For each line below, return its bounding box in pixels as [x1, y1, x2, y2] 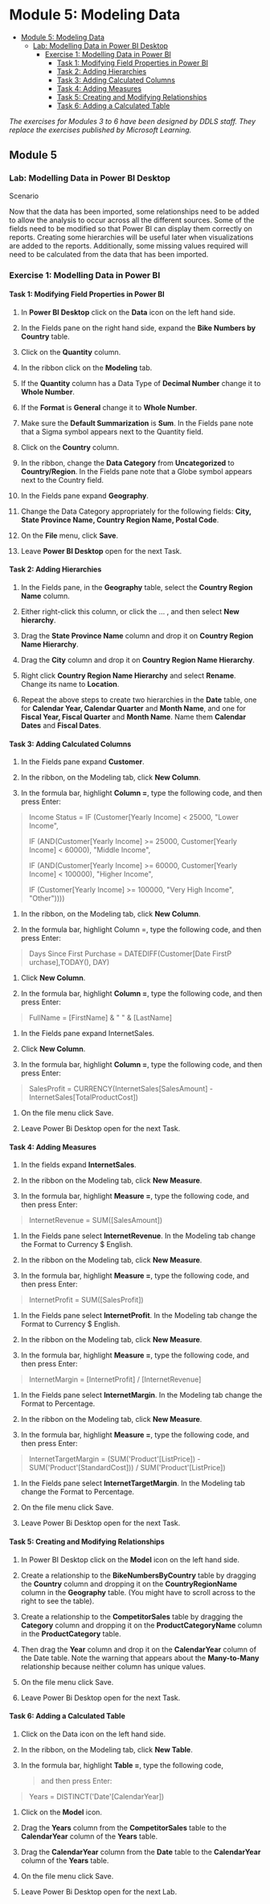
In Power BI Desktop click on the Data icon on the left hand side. [20, 307, 235, 317]
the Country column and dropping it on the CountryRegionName [20, 1578, 238, 1589]
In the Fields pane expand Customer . [20, 757, 145, 767]
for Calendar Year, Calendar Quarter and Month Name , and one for [20, 703, 247, 713]
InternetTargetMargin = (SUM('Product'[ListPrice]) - [28, 1454, 201, 1464]
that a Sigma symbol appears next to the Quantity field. [20, 426, 204, 436]
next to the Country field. [20, 475, 104, 484]
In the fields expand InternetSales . [20, 1160, 137, 1170]
